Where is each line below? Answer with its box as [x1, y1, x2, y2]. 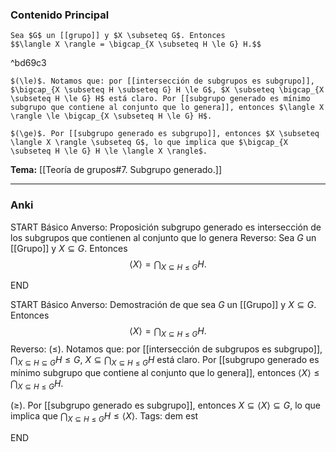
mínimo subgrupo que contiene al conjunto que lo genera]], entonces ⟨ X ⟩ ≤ [10, 366, 320, 378]
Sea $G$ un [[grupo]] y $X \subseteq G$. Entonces [10, 31, 226, 41]
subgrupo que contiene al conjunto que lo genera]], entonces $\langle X [10, 103, 325, 113]
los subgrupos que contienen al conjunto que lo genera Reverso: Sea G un [10, 231, 317, 243]
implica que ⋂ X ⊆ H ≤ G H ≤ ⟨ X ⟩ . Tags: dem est [10, 409, 199, 424]
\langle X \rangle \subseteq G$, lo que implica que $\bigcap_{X [10, 138, 288, 148]
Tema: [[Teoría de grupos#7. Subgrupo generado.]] [10, 164, 222, 176]
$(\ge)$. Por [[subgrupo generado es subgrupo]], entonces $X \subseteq [10, 129, 320, 139]
